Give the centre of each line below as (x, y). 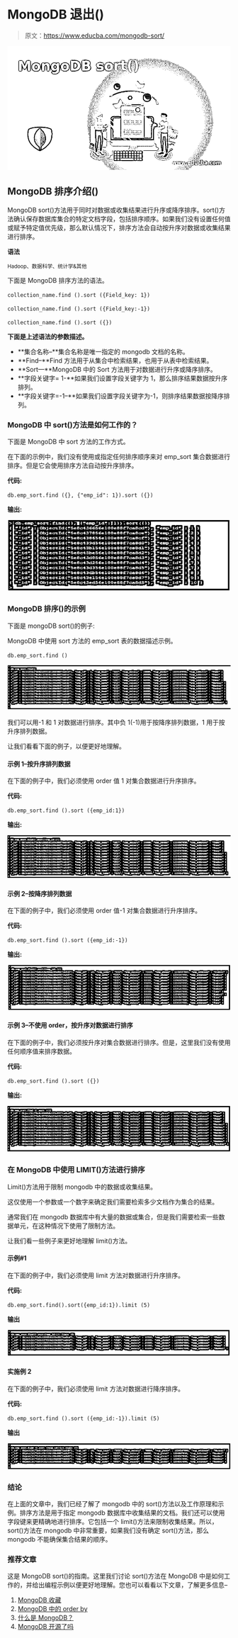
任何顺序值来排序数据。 (41, 1051)
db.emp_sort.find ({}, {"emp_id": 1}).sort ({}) (80, 496)
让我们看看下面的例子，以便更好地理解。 (66, 746)
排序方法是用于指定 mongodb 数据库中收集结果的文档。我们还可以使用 (122, 1513)
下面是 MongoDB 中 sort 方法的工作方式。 (68, 442)
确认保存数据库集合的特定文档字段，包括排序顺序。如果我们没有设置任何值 (122, 219)
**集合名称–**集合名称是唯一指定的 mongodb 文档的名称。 (103, 351)
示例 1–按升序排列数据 (39, 764)
